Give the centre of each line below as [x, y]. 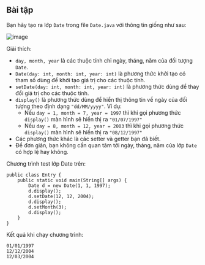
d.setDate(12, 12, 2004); [61, 196]
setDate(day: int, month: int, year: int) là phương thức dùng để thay [107, 86]
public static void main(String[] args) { [72, 180]
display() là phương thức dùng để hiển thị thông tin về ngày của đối [101, 99]
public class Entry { [34, 175]
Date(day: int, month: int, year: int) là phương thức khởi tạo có [100, 74]
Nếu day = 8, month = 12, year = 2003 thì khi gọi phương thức [104, 126]
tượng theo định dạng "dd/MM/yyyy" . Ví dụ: [68, 106]
